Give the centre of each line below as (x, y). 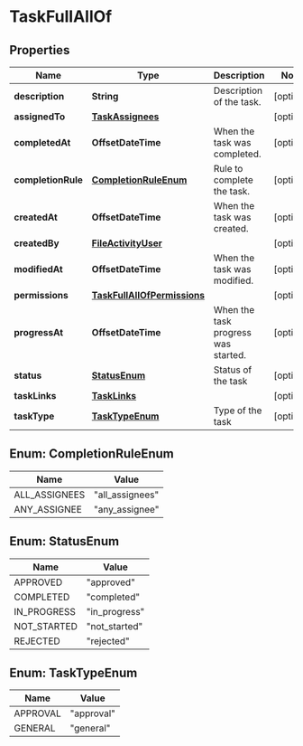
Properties (40, 50)
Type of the (238, 411)
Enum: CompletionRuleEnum (92, 454)
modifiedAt (38, 269)
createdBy (37, 243)
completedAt (42, 142)
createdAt (36, 217)
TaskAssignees (125, 117)
